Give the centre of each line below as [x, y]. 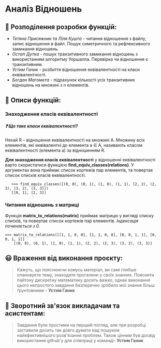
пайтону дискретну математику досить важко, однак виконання [83, 280]
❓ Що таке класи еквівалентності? [42, 126]
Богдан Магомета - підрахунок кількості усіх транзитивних [73, 80]
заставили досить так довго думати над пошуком [68, 330]
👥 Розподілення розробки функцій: [61, 27]
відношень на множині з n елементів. [51, 85]
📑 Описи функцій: [33, 100]
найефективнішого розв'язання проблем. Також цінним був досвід [86, 335]
